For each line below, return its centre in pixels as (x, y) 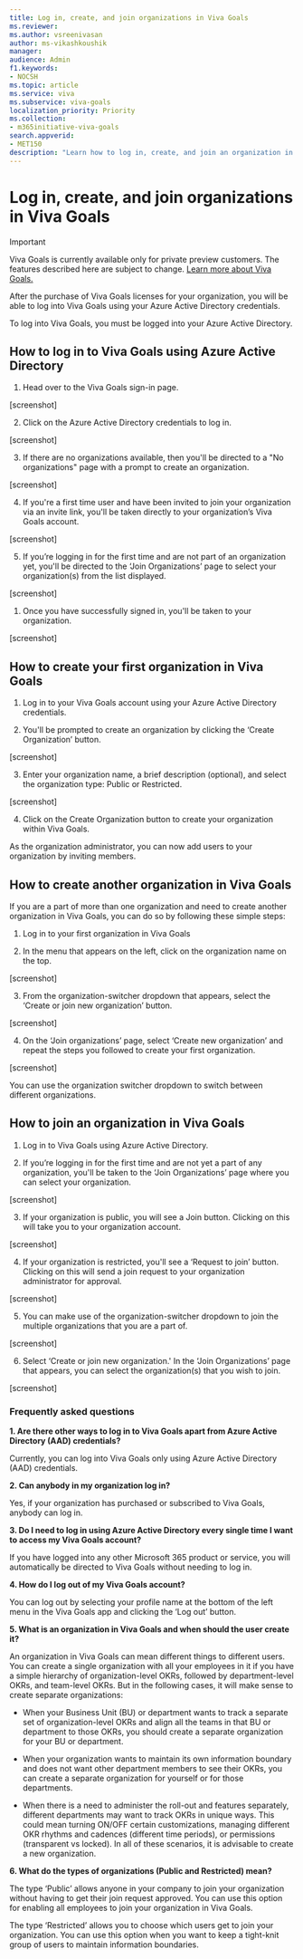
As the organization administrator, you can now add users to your (131, 847)
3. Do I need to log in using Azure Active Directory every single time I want (151, 1531)
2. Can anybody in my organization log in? (90, 1485)
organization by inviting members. (73, 856)
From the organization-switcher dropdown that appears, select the (147, 996)
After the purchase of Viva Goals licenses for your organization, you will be (149, 296)
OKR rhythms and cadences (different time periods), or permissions (149, 1834)
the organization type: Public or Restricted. (102, 784)
